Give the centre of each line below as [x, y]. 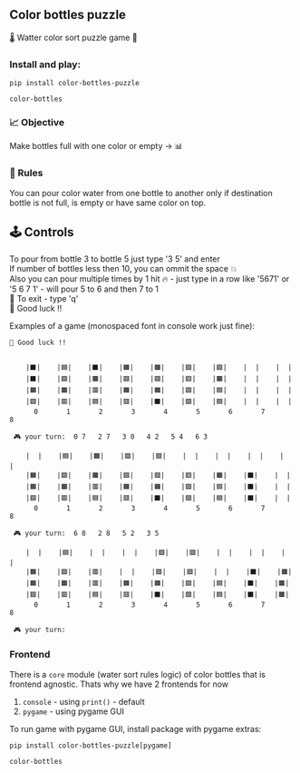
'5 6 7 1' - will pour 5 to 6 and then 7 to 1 [84, 289]
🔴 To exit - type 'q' [44, 298]
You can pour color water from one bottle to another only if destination [141, 193]
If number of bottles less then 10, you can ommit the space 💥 [123, 268]
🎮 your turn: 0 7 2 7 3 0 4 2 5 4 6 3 [111, 436]
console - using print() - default [83, 701]
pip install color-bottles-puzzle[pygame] [91, 745]
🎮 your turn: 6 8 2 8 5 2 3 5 [86, 533]
